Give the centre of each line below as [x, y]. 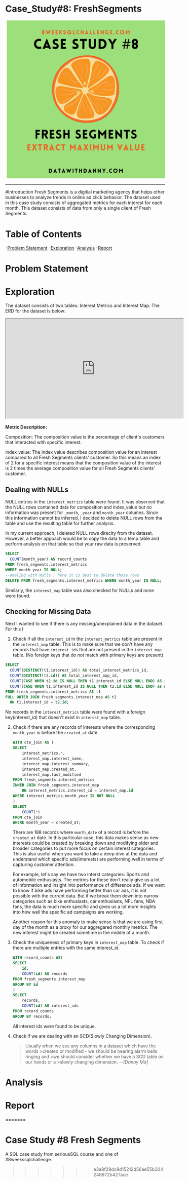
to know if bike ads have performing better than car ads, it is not [80, 891]
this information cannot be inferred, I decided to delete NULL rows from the [84, 518]
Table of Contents [44, 234]
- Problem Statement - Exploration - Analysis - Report [59, 248]
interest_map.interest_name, [53, 758]
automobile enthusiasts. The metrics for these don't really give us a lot [86, 880]
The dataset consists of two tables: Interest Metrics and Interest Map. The [83, 306]
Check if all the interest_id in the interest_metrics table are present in [87, 639]
